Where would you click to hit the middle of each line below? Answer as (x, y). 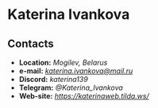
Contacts (31, 44)
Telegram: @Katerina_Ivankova (71, 88)
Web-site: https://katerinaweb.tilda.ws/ (84, 96)
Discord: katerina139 (53, 79)
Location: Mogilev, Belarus (63, 62)
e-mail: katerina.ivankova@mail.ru (76, 71)
